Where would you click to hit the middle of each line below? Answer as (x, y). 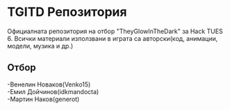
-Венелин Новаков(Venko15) (49, 84)
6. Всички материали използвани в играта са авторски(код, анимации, (113, 38)
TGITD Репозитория (67, 12)
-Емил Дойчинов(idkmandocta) (53, 91)
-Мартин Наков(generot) (43, 99)
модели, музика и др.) (40, 46)
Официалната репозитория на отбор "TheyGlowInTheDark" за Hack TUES (115, 31)
